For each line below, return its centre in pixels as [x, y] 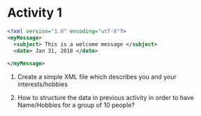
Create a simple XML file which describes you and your [97, 77]
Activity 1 [35, 13]
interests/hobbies [43, 84]
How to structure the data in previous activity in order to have [105, 98]
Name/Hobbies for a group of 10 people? [76, 105]
